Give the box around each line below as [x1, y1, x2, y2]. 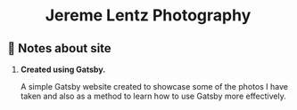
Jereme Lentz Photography [45, 5, 252, 26]
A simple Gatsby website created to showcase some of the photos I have [20, 82, 289, 91]
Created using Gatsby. [20, 64, 106, 75]
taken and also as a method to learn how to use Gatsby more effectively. [20, 90, 286, 101]
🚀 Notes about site [7, 41, 111, 56]
